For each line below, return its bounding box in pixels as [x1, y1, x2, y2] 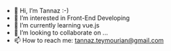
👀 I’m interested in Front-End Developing [13, 14, 130, 22]
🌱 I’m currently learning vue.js [13, 21, 99, 29]
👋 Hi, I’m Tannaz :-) [13, 7, 70, 14]
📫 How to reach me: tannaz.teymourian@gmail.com [13, 37, 164, 44]
